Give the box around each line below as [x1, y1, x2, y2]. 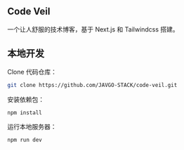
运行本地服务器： [7, 123, 57, 131]
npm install [7, 109, 42, 116]
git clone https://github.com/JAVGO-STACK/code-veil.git [7, 81, 178, 88]
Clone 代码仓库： [7, 67, 58, 76]
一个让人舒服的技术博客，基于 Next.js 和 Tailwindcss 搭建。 [7, 25, 179, 34]
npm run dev [7, 137, 42, 144]
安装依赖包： [7, 95, 44, 104]
